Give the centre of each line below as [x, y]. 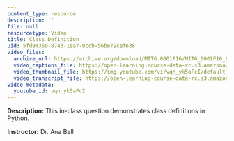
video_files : [26, 53]
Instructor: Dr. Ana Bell [41, 132]
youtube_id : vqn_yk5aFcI [49, 91]
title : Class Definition [43, 40]
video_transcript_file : [48, 78]
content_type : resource [42, 14]
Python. [18, 118]
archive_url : [32, 59]
